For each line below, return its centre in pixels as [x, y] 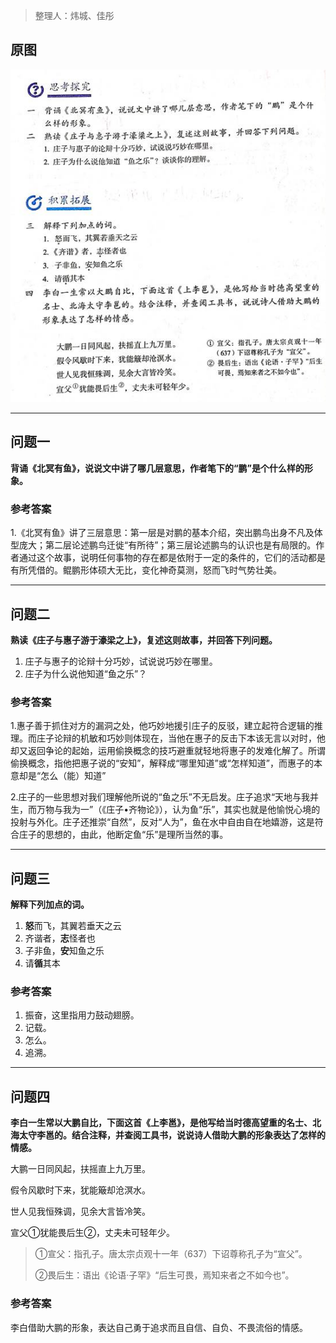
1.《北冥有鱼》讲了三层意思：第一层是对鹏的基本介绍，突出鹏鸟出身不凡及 [162, 533]
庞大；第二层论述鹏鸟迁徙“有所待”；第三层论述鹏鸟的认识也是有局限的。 [167, 545]
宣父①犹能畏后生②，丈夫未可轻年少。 [92, 1233]
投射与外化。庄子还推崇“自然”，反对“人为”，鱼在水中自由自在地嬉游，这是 [162, 822]
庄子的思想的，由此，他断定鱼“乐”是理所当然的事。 [123, 835]
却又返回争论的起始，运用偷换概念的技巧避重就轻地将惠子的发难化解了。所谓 [168, 751]
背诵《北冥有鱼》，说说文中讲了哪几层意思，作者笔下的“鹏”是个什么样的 [157, 468]
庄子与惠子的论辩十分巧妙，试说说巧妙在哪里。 [121, 661]
